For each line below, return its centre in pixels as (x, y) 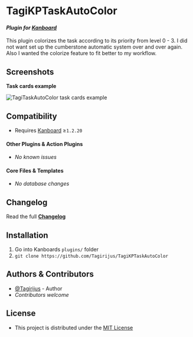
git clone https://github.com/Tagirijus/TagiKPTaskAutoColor (91, 256)
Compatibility (32, 116)
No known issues (36, 157)
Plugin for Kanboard (32, 27)
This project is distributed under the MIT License (74, 328)
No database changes (42, 184)
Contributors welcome (42, 294)
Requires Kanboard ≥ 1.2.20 (48, 131)
